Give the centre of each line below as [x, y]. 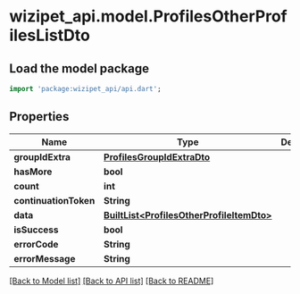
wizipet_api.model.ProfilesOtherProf [148, 17]
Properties [39, 117]
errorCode [36, 244]
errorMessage [45, 258]
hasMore [33, 172]
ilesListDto [50, 35]
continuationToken [54, 200]
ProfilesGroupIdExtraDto [157, 156]
